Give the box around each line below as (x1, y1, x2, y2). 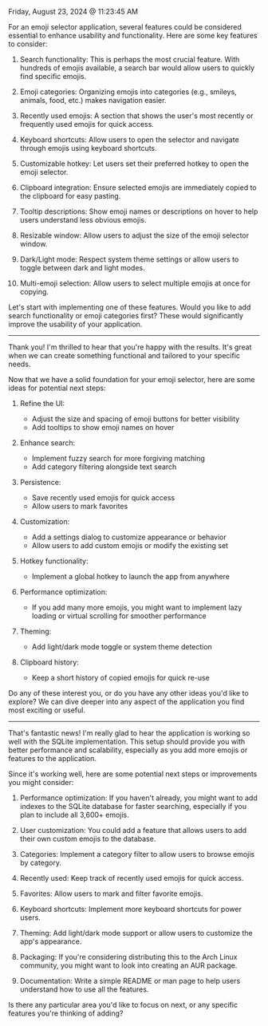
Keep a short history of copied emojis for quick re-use (31, 673, 210, 682)
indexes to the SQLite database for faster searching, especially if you (19, 802, 247, 811)
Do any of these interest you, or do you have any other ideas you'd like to (8, 689, 249, 697)
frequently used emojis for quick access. (19, 120, 154, 128)
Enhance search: (19, 438, 76, 448)
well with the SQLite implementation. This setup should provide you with (8, 737, 246, 746)
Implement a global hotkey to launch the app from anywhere (31, 572, 230, 581)
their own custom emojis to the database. (19, 834, 156, 843)
